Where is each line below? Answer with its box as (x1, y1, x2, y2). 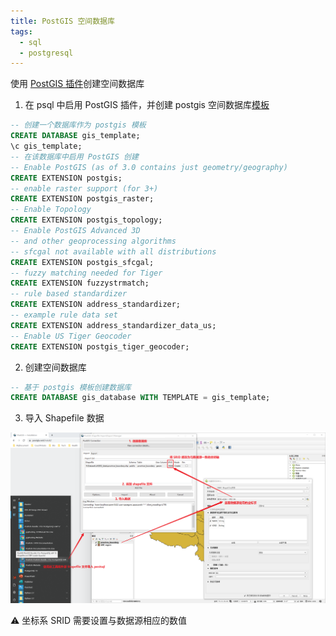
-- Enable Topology (10, 205, 92, 215)
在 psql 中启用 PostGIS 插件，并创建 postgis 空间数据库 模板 (24, 99, 270, 111)
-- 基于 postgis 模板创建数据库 (10, 382, 132, 392)
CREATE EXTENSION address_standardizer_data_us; (10, 320, 217, 330)
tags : (10, 26, 33, 37)
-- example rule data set (10, 310, 118, 320)
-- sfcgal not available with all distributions (10, 246, 217, 257)
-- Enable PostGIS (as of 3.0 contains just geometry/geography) (10, 162, 288, 172)
